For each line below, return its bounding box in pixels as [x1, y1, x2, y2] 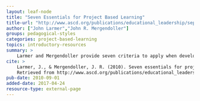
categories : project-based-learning [6, 36, 97, 42]
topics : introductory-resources [6, 42, 86, 48]
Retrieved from [17, 70, 55, 75]
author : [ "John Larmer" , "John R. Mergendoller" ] [6, 25, 129, 31]
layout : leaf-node [6, 8, 52, 15]
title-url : [6, 20, 33, 26]
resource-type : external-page [6, 86, 82, 92]
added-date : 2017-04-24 [6, 81, 65, 87]
